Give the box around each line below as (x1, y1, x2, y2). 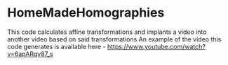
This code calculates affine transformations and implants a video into (7, 28, 207, 36)
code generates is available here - (7, 42, 107, 50)
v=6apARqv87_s (7, 50, 54, 58)
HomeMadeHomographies (7, 5, 165, 21)
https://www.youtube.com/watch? (107, 42, 206, 50)
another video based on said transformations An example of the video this (7, 35, 222, 43)
